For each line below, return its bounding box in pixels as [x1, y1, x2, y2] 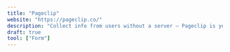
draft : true [7, 28, 41, 36]
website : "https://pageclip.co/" [7, 16, 103, 23]
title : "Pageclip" [7, 9, 60, 17]
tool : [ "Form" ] [7, 35, 51, 42]
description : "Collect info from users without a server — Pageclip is [7, 22, 216, 29]
